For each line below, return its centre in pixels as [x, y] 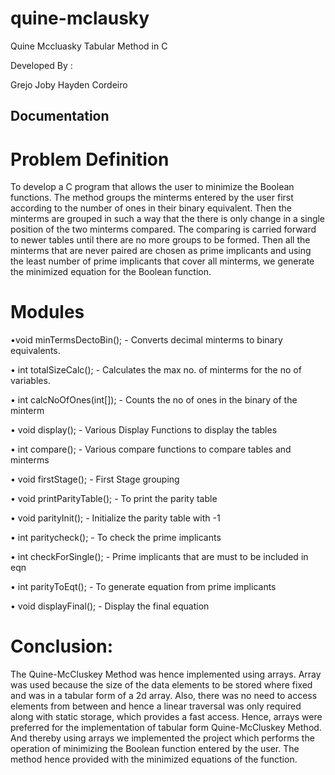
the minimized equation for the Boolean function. [111, 272]
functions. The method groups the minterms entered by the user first [152, 198]
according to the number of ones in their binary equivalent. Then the [151, 208]
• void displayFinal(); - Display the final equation [110, 606]
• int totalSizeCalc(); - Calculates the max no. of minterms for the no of [156, 370]
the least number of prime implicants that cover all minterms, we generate [162, 261]
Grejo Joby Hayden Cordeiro [69, 84]
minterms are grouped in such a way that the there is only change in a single [168, 219]
